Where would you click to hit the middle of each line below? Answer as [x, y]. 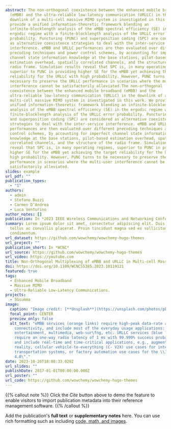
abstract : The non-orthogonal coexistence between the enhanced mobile [83, 10]
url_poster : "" [21, 376]
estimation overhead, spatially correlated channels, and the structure [89, 62]
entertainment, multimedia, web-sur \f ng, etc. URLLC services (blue [89, 333]
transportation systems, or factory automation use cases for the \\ [90, 352]
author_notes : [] [24, 214]
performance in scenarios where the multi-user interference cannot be [88, 162]
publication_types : [26, 181]
